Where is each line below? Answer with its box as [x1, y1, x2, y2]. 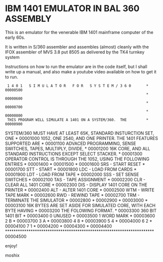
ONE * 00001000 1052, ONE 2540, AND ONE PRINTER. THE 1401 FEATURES [5, 135, 158, 141]
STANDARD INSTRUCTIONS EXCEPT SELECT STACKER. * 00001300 [5, 151, 143, 157]
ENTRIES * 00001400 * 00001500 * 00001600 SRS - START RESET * [5, 161, 146, 167]
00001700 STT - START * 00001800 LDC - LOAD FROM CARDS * [5, 166, 137, 172]
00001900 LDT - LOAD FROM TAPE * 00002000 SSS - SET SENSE [5, 171, 139, 177]
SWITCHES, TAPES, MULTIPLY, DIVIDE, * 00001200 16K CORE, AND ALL [5, 145, 150, 151]
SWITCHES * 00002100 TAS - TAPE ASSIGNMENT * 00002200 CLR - [5, 176, 146, 182]
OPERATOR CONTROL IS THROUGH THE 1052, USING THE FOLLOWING [5, 156, 149, 162]
